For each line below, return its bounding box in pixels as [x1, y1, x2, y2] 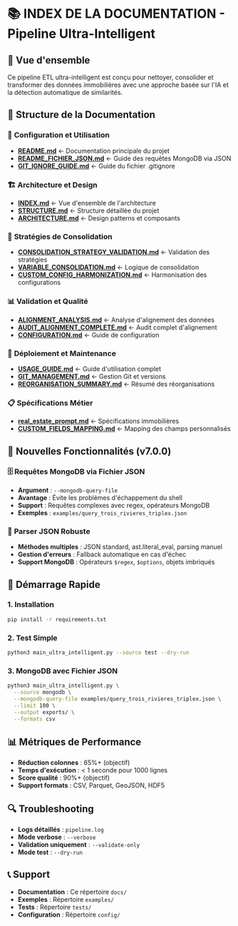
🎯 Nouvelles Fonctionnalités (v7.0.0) [7, 445, 172, 457]
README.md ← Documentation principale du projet [17, 146, 170, 155]
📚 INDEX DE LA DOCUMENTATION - [7, 6, 226, 22]
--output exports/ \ [14, 708, 75, 716]
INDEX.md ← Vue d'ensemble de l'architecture [17, 198, 157, 207]
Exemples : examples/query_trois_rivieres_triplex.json [17, 508, 187, 517]
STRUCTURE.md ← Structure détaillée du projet [17, 206, 160, 215]
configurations [17, 278, 61, 287]
